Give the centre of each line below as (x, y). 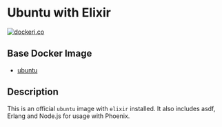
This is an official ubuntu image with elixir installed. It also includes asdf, (111, 108)
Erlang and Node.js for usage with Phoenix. (69, 116)
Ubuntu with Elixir (59, 13)
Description (33, 92)
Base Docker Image (50, 53)
